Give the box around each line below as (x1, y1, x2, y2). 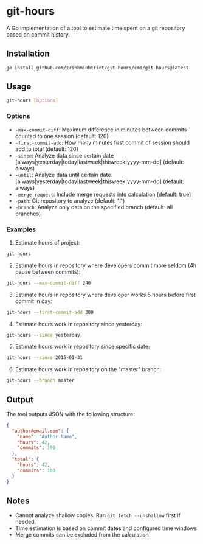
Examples (6, 225, 36, 234)
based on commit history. (6, 30, 70, 38)
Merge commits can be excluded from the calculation (15, 531, 149, 539)
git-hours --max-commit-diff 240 (6, 280, 91, 286)
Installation (6, 49, 50, 59)
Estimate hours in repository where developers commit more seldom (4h (15, 262, 197, 269)
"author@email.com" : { (12, 428, 69, 434)
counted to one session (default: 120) (15, 132, 109, 139)
